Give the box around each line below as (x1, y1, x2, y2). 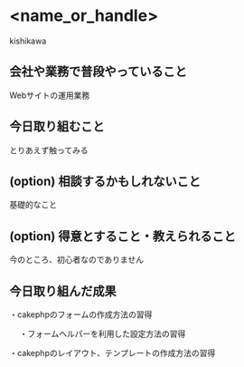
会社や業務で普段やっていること (9, 64, 187, 80)
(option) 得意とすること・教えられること (9, 228, 237, 244)
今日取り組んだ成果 (9, 283, 117, 299)
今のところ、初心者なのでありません (9, 255, 145, 266)
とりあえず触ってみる (9, 144, 89, 155)
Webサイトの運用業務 (9, 90, 90, 101)
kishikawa (9, 35, 47, 46)
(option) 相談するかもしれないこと (9, 173, 202, 188)
